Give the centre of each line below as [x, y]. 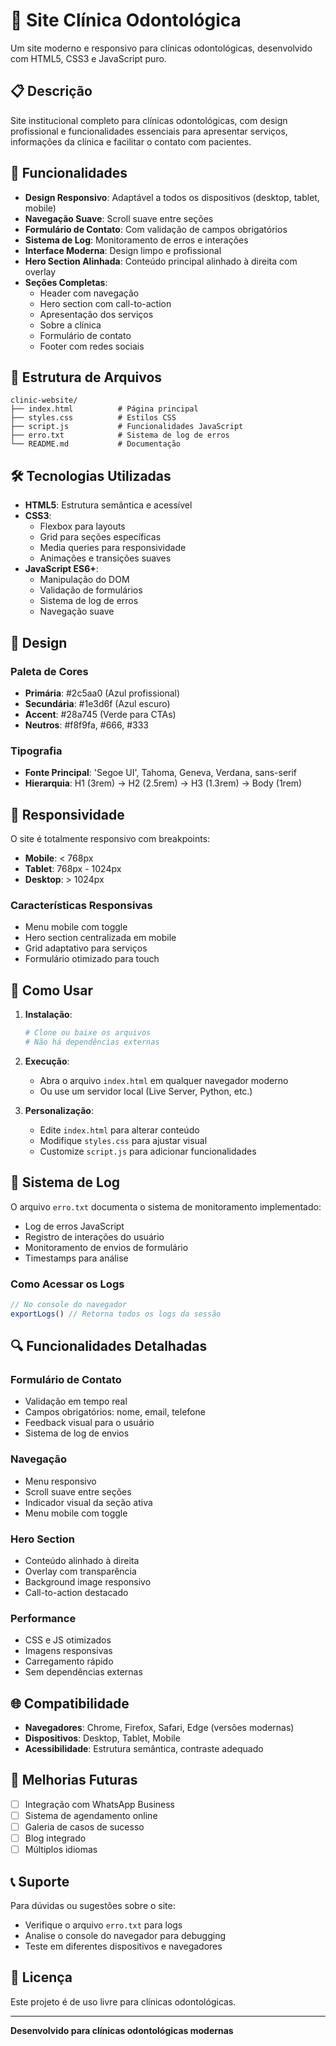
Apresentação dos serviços [96, 314]
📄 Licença [41, 1977]
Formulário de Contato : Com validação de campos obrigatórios [156, 229]
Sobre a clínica [70, 325]
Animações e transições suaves [105, 558]
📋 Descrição [51, 91]
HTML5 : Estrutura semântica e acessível [108, 505]
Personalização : [59, 1110]
